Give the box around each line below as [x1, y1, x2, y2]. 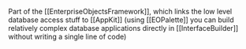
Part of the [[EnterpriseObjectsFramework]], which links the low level [8, 7, 233, 16]
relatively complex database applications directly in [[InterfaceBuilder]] [8, 24, 239, 32]
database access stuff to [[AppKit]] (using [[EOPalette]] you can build [8, 15, 234, 24]
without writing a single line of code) [8, 32, 127, 41]
